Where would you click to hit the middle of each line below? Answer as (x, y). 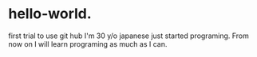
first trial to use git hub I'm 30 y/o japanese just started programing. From (129, 36)
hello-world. (50, 14)
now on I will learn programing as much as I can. (88, 44)
